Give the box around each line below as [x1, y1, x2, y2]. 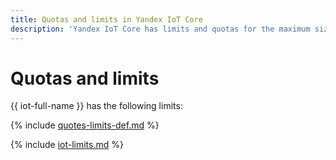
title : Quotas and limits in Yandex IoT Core [10, 14, 203, 25]
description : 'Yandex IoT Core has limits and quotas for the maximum [10, 24, 311, 34]
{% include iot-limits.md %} [10, 139, 124, 151]
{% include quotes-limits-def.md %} [10, 119, 160, 131]
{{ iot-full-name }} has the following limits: [10, 100, 183, 112]
